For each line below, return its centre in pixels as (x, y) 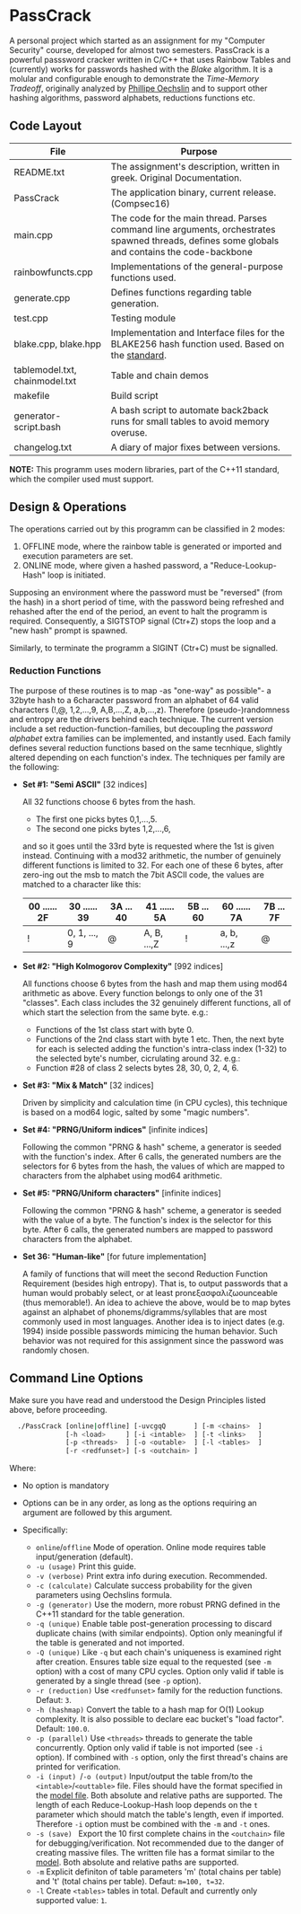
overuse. (129, 432)
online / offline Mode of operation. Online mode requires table (150, 1548)
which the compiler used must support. (82, 479)
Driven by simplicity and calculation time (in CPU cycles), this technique (155, 1102)
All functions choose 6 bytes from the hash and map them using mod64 (155, 983)
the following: (34, 767)
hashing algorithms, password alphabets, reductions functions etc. (132, 97)
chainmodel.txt (45, 381)
